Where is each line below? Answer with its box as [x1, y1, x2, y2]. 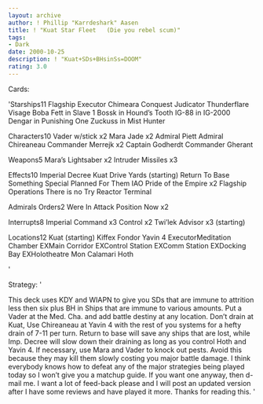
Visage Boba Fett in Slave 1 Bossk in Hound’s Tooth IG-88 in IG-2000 [8, 108, 231, 117]
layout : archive [8, 11, 61, 20]
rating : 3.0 [8, 63, 47, 71]
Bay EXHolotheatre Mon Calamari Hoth [8, 249, 134, 259]
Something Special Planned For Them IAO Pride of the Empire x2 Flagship [8, 178, 247, 188]
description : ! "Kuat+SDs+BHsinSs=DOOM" [8, 56, 143, 64]
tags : [8, 33, 26, 42]
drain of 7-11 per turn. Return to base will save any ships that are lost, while [8, 328, 251, 338]
